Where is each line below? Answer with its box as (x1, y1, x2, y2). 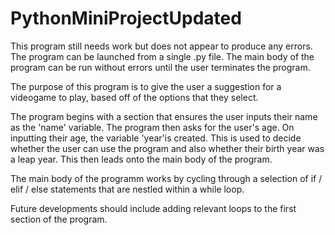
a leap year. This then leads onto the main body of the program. (10, 153, 273, 165)
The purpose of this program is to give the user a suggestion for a (10, 80, 282, 92)
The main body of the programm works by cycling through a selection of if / (10, 172, 323, 184)
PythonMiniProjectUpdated (10, 7, 242, 30)
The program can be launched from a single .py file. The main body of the (10, 50, 315, 62)
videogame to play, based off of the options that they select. (10, 91, 259, 103)
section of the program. (10, 213, 108, 225)
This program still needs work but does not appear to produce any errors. (10, 40, 313, 52)
